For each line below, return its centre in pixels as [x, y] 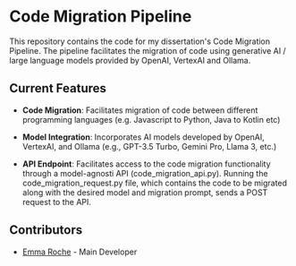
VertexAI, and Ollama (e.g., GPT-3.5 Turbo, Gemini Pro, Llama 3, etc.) [149, 146]
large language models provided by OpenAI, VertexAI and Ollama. [130, 60]
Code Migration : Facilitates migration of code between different [140, 110]
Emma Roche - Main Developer [80, 252]
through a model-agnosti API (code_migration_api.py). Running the [145, 173]
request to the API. [57, 202]
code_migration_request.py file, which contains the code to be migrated [155, 183]
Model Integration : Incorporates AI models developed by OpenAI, [144, 137]
